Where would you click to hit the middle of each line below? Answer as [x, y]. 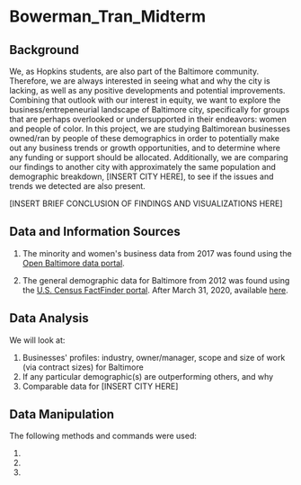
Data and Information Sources [95, 232]
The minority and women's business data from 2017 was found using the [157, 253]
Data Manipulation [62, 414]
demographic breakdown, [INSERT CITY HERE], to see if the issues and [142, 176]
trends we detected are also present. [77, 186]
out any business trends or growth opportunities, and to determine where [145, 148]
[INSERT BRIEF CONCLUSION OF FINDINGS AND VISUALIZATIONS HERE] [146, 203]
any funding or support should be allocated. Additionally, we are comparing [149, 157]
